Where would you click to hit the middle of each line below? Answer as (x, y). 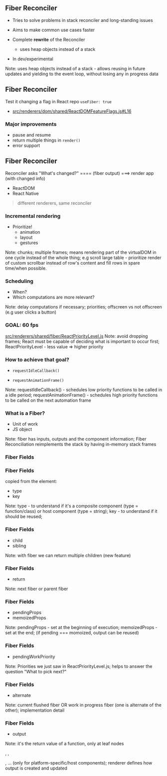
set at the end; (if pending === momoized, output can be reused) (72, 633)
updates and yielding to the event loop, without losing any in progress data (82, 74)
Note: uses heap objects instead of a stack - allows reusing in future (75, 68)
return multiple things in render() (46, 140)
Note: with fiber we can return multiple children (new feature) (68, 555)
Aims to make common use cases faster (54, 30)
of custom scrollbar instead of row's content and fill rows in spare (73, 263)
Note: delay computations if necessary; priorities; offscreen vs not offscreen (83, 307)
